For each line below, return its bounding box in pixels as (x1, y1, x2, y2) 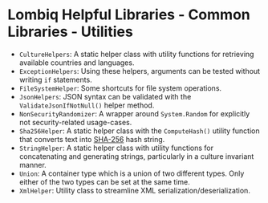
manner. (18, 160, 47, 169)
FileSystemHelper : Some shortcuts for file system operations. (18, 83, 222, 93)
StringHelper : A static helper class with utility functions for (18, 143, 214, 152)
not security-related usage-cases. (18, 117, 132, 127)
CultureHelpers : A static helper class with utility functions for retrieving (18, 49, 254, 59)
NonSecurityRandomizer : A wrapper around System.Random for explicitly (18, 108, 250, 118)
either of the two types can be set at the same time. (18, 177, 190, 186)
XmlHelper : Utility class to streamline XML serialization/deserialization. (18, 185, 250, 195)
